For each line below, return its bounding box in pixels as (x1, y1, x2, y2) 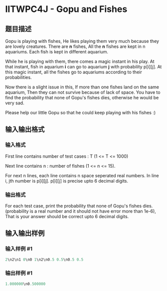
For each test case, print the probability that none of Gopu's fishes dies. (5, 203, 153, 209)
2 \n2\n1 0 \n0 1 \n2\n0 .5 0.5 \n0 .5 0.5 (5, 257, 84, 262)
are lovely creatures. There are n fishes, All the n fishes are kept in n (5, 43, 146, 49)
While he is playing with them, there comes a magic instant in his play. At (5, 58, 155, 64)
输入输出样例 (5, 229, 45, 238)
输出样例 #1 (5, 270, 32, 277)
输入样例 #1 (5, 246, 32, 253)
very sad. (5, 100, 24, 106)
